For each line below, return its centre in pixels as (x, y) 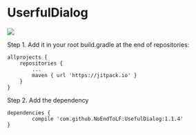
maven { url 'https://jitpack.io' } (85, 75)
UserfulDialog (48, 13)
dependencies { (29, 113)
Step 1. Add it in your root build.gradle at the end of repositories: (98, 44)
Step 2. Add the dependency (48, 100)
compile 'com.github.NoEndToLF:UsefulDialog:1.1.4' (108, 118)
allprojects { (28, 57)
